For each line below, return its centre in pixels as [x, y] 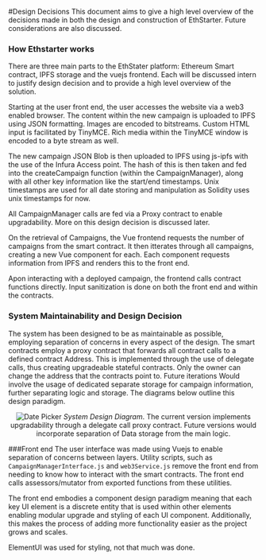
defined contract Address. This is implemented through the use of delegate [131, 359]
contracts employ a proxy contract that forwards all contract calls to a [122, 350]
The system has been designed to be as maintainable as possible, [116, 333]
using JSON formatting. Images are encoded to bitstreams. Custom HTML [129, 124]
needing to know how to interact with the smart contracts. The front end [126, 474]
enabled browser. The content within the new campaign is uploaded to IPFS [132, 115]
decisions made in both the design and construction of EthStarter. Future [127, 20]
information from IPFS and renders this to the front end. [99, 263]
